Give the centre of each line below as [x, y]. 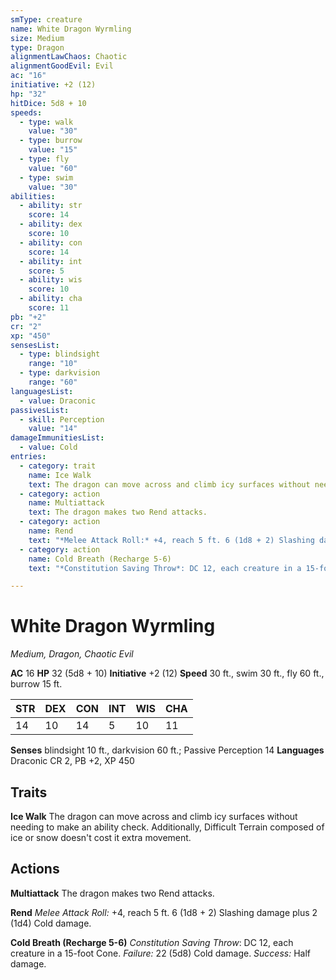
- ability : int [51, 261]
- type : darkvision [60, 373]
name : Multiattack [66, 503]
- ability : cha [51, 299]
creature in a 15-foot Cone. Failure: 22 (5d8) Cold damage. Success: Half [161, 953]
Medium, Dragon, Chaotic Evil [72, 654]
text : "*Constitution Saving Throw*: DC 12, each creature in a [165, 568]
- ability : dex [51, 224]
